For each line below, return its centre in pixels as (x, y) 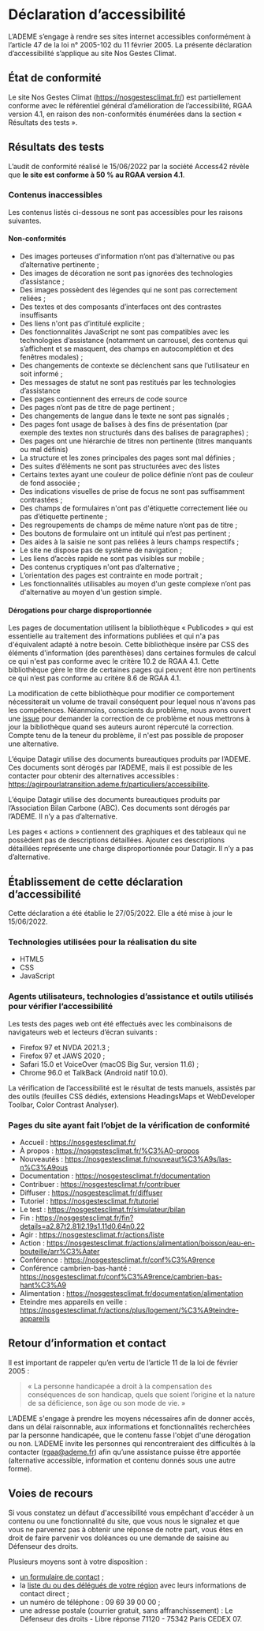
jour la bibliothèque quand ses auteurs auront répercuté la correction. (121, 727)
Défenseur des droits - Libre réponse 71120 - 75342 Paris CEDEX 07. (131, 1618)
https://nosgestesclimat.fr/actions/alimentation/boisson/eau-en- (151, 1243)
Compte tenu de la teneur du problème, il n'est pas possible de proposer (126, 736)
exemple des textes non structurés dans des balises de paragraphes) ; (134, 433)
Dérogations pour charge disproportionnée (80, 610)
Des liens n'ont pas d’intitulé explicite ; (82, 324)
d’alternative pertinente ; (59, 265)
